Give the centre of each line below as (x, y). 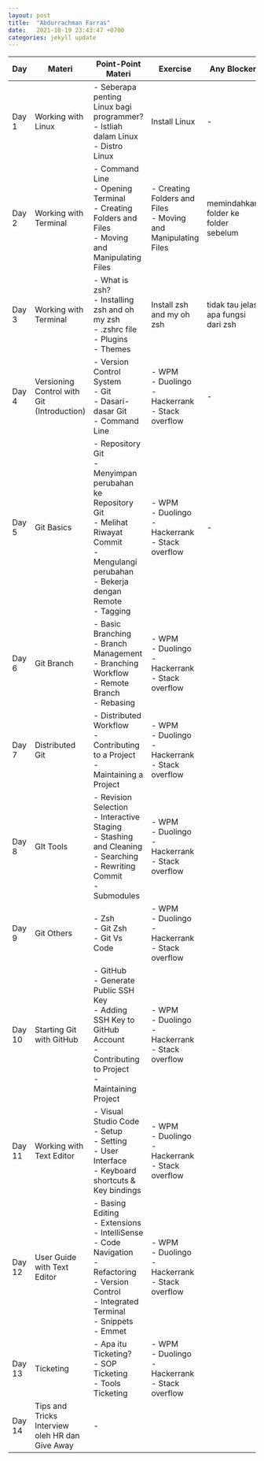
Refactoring (115, 1272)
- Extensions (117, 1223)
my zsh (106, 320)
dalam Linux (116, 136)
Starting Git (56, 1030)
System (107, 381)
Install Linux (173, 121)
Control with (57, 392)
